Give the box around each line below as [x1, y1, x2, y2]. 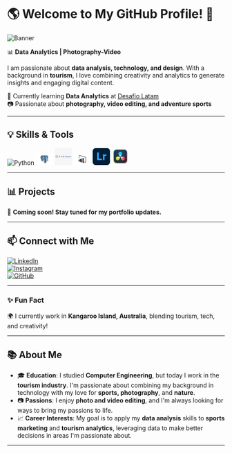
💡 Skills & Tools [7, 129, 75, 141]
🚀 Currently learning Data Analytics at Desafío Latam [7, 91, 159, 100]
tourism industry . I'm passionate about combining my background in [17, 381, 214, 389]
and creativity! [7, 321, 48, 330]
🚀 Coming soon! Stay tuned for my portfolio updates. [7, 208, 162, 216]
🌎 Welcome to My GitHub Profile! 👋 [7, 6, 214, 22]
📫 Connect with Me [7, 235, 95, 247]
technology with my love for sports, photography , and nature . [17, 389, 195, 397]
